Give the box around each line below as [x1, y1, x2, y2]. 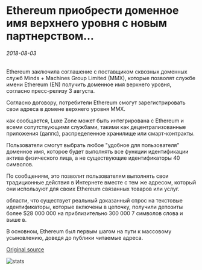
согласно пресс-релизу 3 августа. [6, 87, 95, 95]
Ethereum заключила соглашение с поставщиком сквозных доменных [6, 68, 188, 75]
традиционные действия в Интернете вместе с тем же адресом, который [6, 179, 197, 186]
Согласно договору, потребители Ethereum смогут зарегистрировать [6, 99, 186, 106]
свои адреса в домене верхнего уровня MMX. [6, 105, 125, 113]
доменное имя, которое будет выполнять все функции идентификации [6, 148, 189, 155]
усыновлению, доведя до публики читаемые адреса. [6, 234, 144, 242]
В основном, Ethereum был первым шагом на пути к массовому [6, 228, 172, 235]
